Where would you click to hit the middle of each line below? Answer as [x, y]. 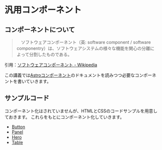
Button [18, 127]
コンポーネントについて [40, 30]
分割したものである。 [51, 54]
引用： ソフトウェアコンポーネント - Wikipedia [51, 65]
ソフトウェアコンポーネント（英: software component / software [86, 42]
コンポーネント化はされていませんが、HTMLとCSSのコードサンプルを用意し [81, 111]
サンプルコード [27, 98]
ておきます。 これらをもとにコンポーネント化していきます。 [65, 117]
